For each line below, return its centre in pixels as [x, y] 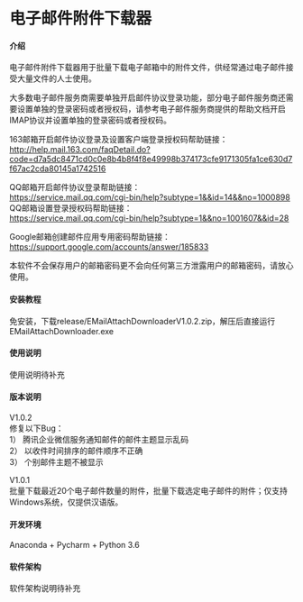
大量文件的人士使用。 [56, 78]
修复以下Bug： [37, 428]
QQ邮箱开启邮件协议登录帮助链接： [75, 187]
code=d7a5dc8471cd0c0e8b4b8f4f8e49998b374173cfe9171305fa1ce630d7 [151, 160]
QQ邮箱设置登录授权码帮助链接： [71, 208]
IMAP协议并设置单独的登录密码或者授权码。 [91, 120]
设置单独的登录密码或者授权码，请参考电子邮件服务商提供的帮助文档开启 [151, 109]
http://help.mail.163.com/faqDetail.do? [80, 150]
